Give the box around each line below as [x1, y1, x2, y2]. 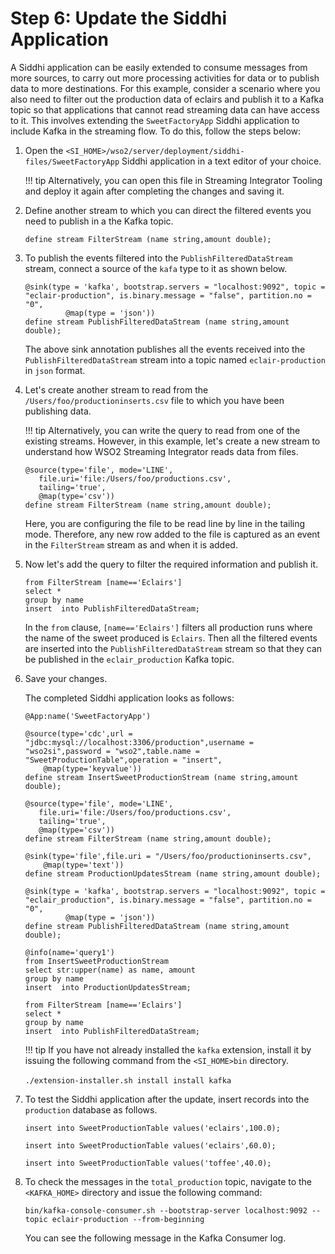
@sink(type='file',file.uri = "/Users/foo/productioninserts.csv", [24, 851, 312, 861]
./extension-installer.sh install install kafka [24, 1075, 232, 1086]
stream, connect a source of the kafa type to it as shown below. [24, 262, 288, 274]
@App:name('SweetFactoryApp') [24, 711, 152, 721]
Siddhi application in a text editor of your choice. [121, 155, 322, 167]
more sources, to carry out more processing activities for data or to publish [10, 72, 320, 84]
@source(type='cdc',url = [24, 728, 133, 739]
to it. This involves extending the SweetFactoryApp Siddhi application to [10, 114, 300, 126]
